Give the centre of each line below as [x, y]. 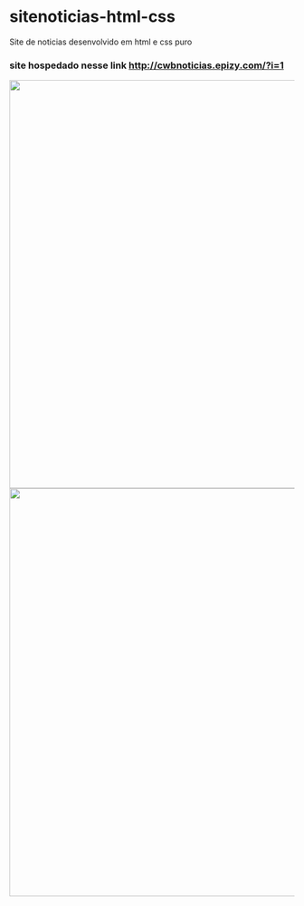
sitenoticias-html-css [93, 17]
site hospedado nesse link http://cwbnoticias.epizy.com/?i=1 [147, 65]
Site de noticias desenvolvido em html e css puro [101, 42]
